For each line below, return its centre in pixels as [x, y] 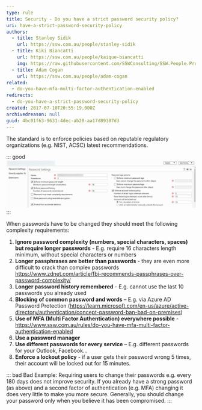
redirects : [20, 95]
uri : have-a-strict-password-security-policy [64, 25]
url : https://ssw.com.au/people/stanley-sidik [76, 45]
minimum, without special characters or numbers [75, 255]
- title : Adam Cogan [37, 70]
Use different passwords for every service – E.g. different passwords [102, 344]
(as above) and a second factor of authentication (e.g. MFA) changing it [95, 388]
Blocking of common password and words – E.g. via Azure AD [93, 300]
